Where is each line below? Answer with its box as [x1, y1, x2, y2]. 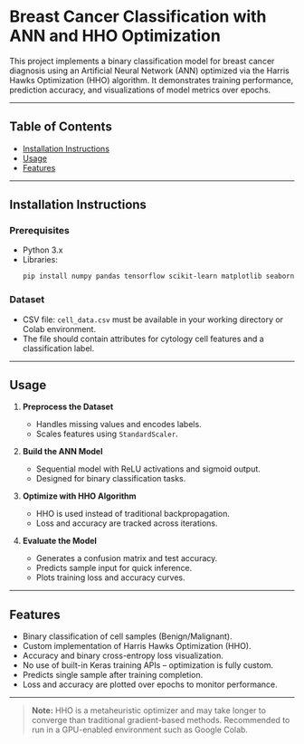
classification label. [22, 342, 95, 354]
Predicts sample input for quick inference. [35, 563, 193, 574]
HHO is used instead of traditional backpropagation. [35, 509, 231, 520]
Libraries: [22, 254, 59, 265]
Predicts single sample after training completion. [22, 670, 204, 681]
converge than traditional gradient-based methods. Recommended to [31, 715, 290, 726]
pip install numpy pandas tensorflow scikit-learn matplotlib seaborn [22, 272, 295, 281]
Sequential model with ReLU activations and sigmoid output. [35, 463, 261, 474]
